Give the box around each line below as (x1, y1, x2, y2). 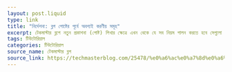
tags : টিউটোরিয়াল (7, 36, 46, 43)
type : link (7, 16, 39, 23)
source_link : (7, 55, 45, 62)
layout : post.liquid (7, 10, 67, 17)
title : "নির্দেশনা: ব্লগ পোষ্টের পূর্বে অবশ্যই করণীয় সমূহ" (7, 23, 121, 29)
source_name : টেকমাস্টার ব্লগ (7, 49, 72, 56)
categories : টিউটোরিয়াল (7, 42, 64, 49)
